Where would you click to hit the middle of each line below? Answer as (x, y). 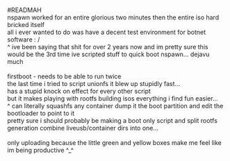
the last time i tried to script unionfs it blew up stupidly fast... (94, 84)
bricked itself (26, 25)
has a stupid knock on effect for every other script (79, 91)
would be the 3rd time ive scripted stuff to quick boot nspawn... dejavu (108, 54)
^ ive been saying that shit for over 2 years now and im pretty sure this (108, 47)
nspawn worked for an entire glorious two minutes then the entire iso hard (113, 17)
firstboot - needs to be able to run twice (64, 76)
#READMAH (24, 10)
